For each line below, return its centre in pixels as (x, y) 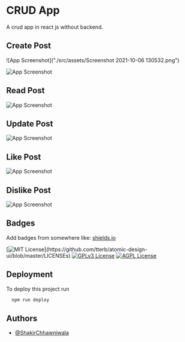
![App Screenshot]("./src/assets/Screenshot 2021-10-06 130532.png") (93, 60)
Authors (22, 318)
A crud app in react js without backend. (55, 27)
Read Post (25, 91)
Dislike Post (28, 190)
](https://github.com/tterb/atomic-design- (96, 249)
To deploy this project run (38, 289)
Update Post (30, 123)
